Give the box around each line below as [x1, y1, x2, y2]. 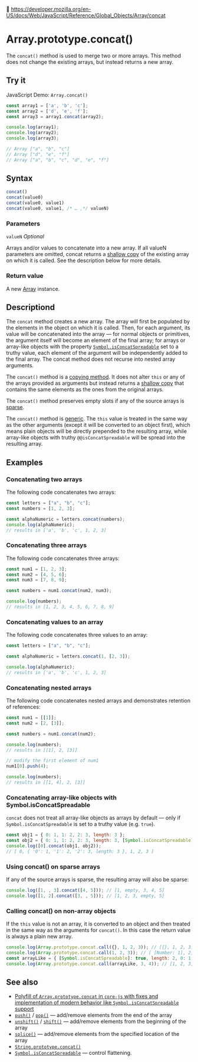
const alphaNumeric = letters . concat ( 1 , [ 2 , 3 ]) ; [6, 653, 131, 659]
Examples [6, 457, 43, 467]
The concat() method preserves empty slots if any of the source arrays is [6, 397, 184, 404]
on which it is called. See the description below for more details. [6, 257, 162, 264]
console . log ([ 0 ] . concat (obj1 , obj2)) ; [6, 843, 101, 849]
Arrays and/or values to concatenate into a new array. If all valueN [6, 244, 167, 251]
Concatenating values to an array [6, 618, 104, 626]
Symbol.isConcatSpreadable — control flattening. [14, 1050, 132, 1057]
